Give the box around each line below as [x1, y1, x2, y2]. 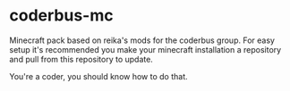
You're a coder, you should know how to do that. [9, 70, 188, 81]
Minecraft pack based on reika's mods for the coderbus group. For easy [9, 35, 276, 45]
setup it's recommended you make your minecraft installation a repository [9, 44, 282, 54]
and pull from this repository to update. [9, 54, 154, 64]
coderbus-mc [9, 5, 114, 26]
